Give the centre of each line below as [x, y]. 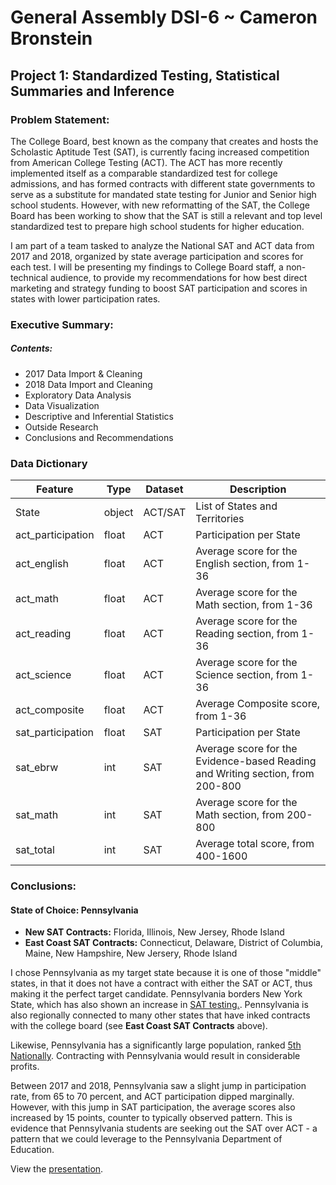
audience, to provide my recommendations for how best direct [178, 277]
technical [29, 277]
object [118, 513]
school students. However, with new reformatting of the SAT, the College [160, 205]
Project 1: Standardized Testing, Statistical [145, 75]
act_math [37, 599]
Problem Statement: [60, 119]
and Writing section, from [255, 774]
